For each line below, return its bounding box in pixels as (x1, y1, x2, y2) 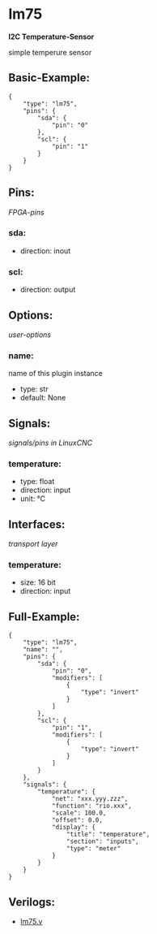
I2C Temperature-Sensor (8, 32, 95, 41)
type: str (19, 384, 49, 394)
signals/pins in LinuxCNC (8, 438, 93, 448)
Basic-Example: (8, 71, 91, 85)
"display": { (51, 824, 95, 832)
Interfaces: (8, 517, 66, 531)
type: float (19, 477, 55, 486)
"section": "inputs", (66, 837, 139, 845)
